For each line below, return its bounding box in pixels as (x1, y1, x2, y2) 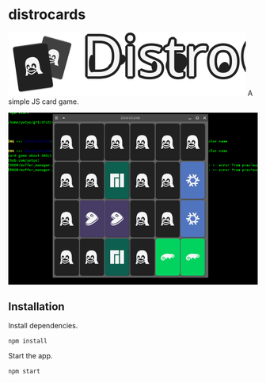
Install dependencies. (8, 321, 78, 331)
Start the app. (8, 351, 53, 361)
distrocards (8, 6, 86, 24)
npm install (8, 337, 47, 346)
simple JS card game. (8, 97, 79, 106)
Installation (8, 300, 65, 313)
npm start (8, 367, 41, 376)
